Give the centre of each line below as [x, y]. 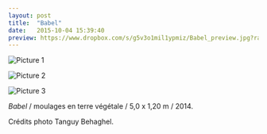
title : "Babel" [35, 23]
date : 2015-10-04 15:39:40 [56, 30]
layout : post [30, 15]
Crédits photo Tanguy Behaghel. [61, 122]
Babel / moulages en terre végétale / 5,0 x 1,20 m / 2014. [101, 106]
